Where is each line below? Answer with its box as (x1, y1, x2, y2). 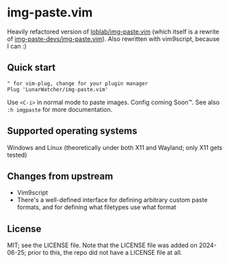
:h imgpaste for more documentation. (7, 105, 113, 114)
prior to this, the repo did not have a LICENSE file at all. (27, 249, 183, 257)
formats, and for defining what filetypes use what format (16, 203, 176, 212)
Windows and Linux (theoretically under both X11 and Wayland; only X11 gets (7, 143, 223, 151)
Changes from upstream (7, 170, 113, 182)
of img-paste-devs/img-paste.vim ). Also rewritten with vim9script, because (7, 34, 220, 42)
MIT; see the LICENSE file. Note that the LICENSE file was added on (7, 241, 198, 249)
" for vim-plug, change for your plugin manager (7, 80, 148, 87)
